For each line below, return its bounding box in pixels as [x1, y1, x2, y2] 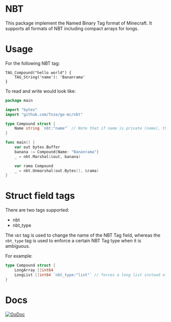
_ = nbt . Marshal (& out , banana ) [14, 154, 81, 159]
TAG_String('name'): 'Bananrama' [14, 75, 85, 80]
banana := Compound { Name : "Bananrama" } [14, 149, 99, 154]
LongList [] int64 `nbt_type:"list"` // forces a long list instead [14, 272, 160, 278]
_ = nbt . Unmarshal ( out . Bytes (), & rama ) [14, 168, 99, 173]
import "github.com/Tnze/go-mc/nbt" [5, 112, 83, 117]
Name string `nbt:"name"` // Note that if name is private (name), [14, 126, 160, 131]
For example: [5, 253, 33, 259]
